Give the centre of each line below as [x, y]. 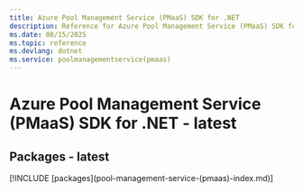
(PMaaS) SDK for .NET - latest [123, 123]
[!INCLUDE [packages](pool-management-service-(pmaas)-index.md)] [141, 178]
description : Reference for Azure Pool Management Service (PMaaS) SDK [147, 26]
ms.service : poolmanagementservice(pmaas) [90, 59]
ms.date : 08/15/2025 [48, 34]
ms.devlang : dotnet [46, 51]
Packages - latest [60, 156]
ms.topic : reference [48, 43]
